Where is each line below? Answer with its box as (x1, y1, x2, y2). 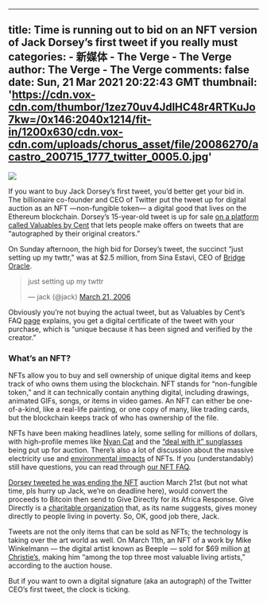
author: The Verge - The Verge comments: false (8, 63, 250, 76)
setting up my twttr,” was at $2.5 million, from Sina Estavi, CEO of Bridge (8, 252, 246, 262)
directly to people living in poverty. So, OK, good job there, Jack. (8, 511, 220, 522)
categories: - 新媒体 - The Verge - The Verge (8, 50, 232, 64)
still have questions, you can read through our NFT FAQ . (8, 463, 192, 472)
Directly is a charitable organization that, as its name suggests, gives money (8, 503, 257, 513)
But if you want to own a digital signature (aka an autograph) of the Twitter (8, 577, 252, 586)
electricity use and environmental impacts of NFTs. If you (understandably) (8, 454, 254, 463)
